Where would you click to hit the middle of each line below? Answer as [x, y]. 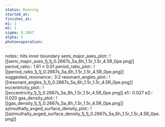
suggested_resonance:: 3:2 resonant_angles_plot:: [56, 77]
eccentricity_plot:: [23, 87]
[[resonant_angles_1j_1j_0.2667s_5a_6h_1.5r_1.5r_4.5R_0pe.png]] [69, 82]
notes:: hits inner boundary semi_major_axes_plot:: [57, 56]
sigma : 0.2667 [20, 33]
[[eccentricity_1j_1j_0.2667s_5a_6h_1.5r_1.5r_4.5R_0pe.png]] [64, 92]
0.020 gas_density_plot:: [30, 98]
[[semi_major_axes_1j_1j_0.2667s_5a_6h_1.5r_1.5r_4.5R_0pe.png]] [70, 61]
